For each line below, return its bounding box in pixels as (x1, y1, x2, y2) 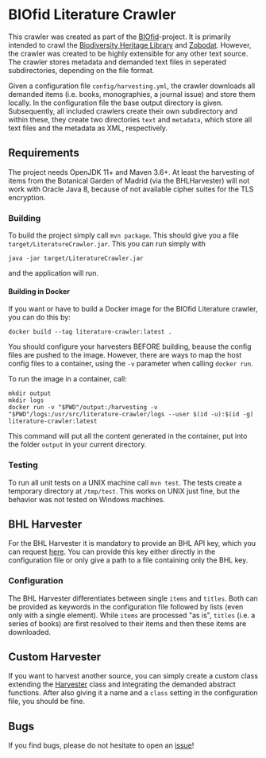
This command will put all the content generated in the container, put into (8, 431, 248, 441)
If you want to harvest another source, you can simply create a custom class (8, 671, 258, 681)
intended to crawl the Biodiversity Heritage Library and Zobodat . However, (8, 40, 252, 49)
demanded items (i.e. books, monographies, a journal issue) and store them (8, 89, 256, 99)
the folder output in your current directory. (8, 439, 147, 450)
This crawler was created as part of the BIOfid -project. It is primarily (8, 32, 232, 41)
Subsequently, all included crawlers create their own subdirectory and (8, 106, 238, 116)
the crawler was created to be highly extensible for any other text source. (8, 48, 249, 58)
